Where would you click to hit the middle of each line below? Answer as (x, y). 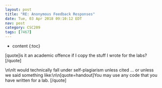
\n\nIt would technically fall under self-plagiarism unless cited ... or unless (80, 70)
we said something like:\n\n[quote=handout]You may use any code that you (81, 75)
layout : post (18, 9)
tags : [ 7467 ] (18, 32)
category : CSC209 (23, 28)
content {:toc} (26, 46)
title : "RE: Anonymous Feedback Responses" (50, 14)
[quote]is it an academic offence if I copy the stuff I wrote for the (70, 55)
